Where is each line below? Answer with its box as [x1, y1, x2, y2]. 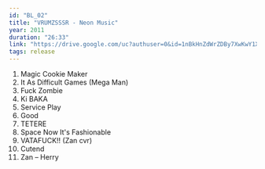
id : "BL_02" [9, 11, 48, 20]
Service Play [20, 102, 61, 112]
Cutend [20, 144, 45, 153]
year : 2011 [9, 26, 45, 34]
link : [9, 41, 27, 49]
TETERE [20, 119, 47, 128]
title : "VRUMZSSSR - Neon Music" [9, 19, 119, 27]
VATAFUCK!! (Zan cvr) [20, 136, 93, 145]
